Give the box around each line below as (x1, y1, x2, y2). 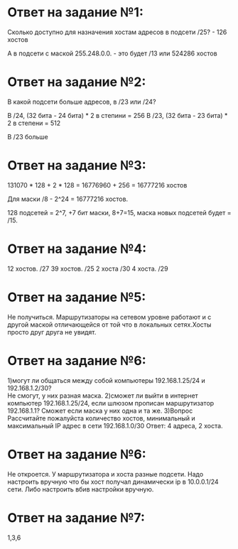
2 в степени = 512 (7, 119, 61, 127)
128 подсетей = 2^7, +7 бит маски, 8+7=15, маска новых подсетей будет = (7, 208, 232, 217)
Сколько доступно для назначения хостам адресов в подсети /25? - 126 (7, 28, 227, 36)
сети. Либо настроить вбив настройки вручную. (7, 484, 154, 494)
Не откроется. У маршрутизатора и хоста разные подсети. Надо (7, 469, 204, 478)
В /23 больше (7, 132, 48, 141)
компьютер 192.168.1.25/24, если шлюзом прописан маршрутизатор (7, 398, 215, 407)
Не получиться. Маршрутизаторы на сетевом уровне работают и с (7, 312, 212, 321)
